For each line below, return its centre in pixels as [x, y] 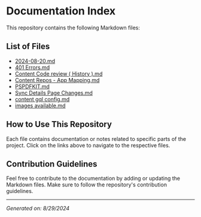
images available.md [40, 106]
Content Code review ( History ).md [59, 74]
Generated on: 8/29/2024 [38, 209]
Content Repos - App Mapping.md [57, 80]
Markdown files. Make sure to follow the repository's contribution [87, 185]
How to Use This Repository [59, 124]
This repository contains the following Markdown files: [73, 28]
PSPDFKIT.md [32, 86]
